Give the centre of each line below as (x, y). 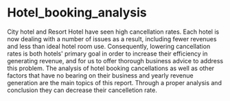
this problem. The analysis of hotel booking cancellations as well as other (111, 68)
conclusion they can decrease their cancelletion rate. (82, 90)
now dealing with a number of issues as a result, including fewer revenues (112, 38)
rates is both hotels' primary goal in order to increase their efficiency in (107, 54)
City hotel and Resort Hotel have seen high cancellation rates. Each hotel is (113, 32)
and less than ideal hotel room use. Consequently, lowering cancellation (109, 46)
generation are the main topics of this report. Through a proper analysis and (114, 82)
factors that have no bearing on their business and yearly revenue (100, 75)
